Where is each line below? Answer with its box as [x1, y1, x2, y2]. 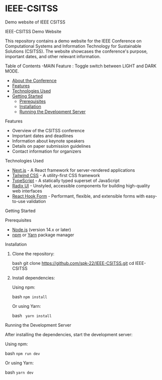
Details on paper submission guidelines [12, 143, 91, 149]
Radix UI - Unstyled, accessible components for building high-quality [12, 182, 150, 188]
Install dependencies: [12, 275, 55, 280]
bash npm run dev [5, 350, 40, 356]
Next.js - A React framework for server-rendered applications [12, 167, 135, 173]
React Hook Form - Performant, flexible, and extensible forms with [12, 193, 145, 199]
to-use [12, 198, 26, 204]
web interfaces [12, 188, 42, 194]
